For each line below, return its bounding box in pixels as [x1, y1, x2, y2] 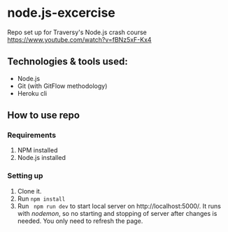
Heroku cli [17, 89, 48, 97]
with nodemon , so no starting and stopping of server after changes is [17, 209, 218, 217]
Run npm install [17, 194, 66, 203]
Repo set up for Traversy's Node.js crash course [7, 28, 147, 36]
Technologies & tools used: [7, 56, 128, 68]
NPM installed [17, 146, 58, 154]
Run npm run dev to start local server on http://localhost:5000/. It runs [17, 201, 222, 210]
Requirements [7, 131, 57, 140]
